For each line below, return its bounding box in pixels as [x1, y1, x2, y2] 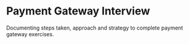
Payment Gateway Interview [6, 4, 150, 18]
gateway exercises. [6, 30, 54, 37]
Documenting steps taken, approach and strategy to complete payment [6, 24, 184, 31]
